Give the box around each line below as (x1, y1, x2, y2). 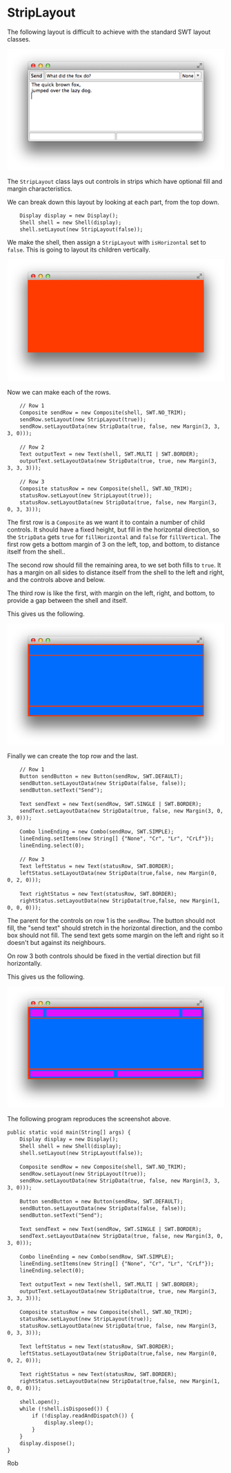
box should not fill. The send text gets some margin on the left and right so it (7, 931, 224, 939)
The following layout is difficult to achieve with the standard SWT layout (7, 28, 211, 36)
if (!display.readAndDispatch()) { (32, 1412, 134, 1420)
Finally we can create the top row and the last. (7, 751, 139, 760)
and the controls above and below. (7, 575, 106, 583)
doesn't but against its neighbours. (7, 938, 106, 946)
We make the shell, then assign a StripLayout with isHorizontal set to (7, 238, 207, 247)
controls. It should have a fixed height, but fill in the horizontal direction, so (7, 525, 219, 534)
